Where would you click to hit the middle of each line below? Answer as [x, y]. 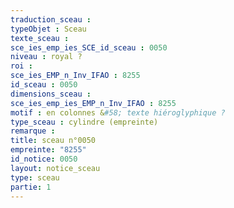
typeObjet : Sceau [48, 29]
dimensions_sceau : [51, 94]
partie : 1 [31, 187]
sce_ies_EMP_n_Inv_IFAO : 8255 [75, 76]
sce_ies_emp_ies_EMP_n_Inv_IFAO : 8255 [93, 103]
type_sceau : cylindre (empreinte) [84, 122]
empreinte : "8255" [48, 150]
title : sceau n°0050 [53, 141]
